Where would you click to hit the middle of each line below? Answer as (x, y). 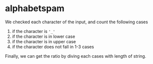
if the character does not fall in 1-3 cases (53, 47)
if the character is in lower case (43, 36)
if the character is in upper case (44, 41)
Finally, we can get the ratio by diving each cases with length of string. (76, 56)
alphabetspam (35, 8)
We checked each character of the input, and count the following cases (76, 22)
